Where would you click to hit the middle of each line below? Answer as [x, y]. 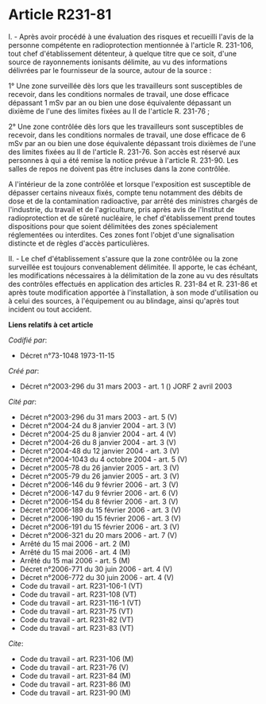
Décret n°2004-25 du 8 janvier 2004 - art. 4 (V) [98, 434]
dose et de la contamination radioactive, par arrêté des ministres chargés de [133, 201]
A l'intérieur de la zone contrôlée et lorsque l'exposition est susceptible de [130, 184]
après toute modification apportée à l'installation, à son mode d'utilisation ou [133, 292]
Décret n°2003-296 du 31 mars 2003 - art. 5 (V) [98, 417]
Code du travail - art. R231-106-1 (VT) [81, 586]
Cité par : [23, 401]
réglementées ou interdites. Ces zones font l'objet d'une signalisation [121, 234]
